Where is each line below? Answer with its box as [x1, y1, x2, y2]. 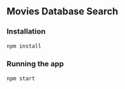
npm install [6, 42, 41, 50]
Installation [6, 27, 46, 36]
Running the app [6, 59, 65, 69]
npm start [6, 75, 36, 82]
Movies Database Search [6, 6, 119, 18]
